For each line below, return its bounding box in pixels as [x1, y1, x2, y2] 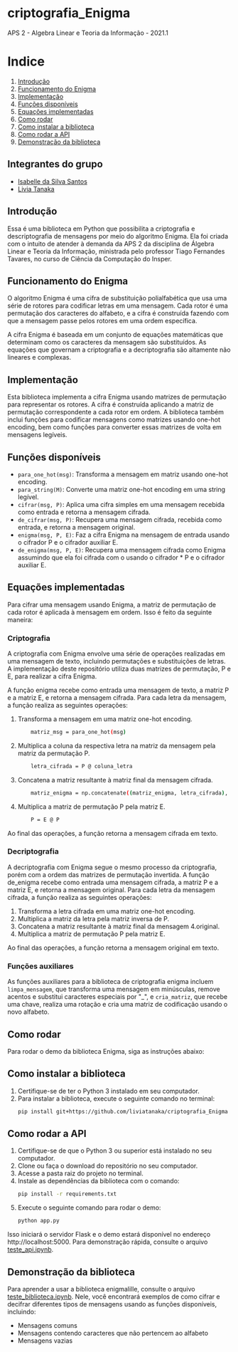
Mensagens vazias [17, 1336, 73, 1345]
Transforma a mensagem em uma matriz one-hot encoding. [17, 715, 193, 723]
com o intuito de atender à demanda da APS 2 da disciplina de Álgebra [7, 239, 215, 248]
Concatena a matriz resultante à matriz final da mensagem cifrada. [17, 775, 213, 784]
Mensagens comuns [17, 1321, 78, 1330]
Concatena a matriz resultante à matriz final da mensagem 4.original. [17, 922, 220, 931]
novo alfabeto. [7, 1007, 50, 1016]
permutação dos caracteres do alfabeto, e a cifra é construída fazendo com [7, 309, 229, 318]
